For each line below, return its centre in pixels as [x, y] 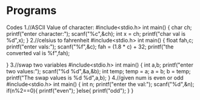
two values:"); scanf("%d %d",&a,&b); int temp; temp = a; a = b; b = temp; [98, 71]
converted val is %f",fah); [38, 53]
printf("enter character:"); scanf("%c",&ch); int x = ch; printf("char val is [96, 33]
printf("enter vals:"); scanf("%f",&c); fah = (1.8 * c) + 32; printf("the [90, 47]
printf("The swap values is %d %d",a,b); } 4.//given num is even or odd [95, 78]
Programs [32, 11]
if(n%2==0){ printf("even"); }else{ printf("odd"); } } [70, 90]
